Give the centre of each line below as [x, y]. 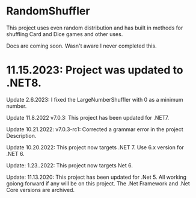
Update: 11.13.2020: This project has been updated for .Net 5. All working [96, 177]
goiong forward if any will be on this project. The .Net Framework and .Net [98, 183]
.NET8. [24, 83]
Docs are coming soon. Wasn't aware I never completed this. [82, 46]
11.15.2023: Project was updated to [95, 70]
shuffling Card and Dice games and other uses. [65, 34]
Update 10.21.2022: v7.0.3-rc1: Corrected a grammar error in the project [95, 129]
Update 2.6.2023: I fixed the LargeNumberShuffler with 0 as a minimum [95, 99]
